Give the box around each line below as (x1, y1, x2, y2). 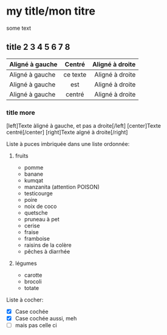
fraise (24, 229, 39, 236)
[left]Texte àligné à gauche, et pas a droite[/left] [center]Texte (6, 122, 161, 130)
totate (24, 285, 39, 292)
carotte (24, 272, 43, 279)
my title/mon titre (6, 4, 96, 18)
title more (6, 108, 35, 117)
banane (24, 170, 44, 178)
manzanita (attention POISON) (24, 184, 100, 191)
